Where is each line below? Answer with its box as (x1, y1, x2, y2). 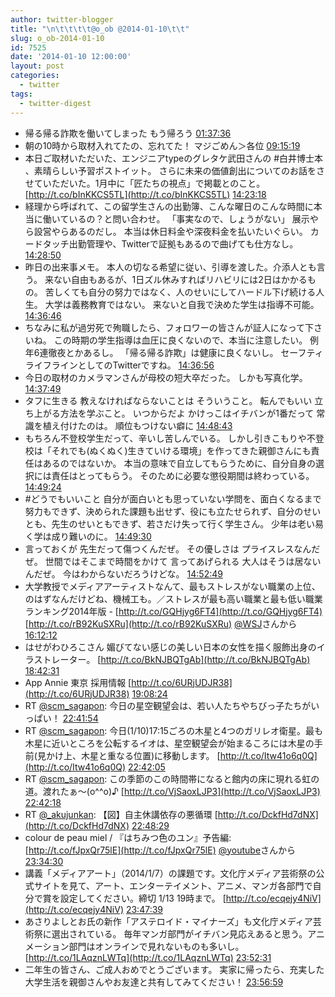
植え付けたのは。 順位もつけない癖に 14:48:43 (42, 419, 233, 431)
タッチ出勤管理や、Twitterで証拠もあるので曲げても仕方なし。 (42, 237, 299, 250)
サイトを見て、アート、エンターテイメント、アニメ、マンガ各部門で (33, 879, 313, 891)
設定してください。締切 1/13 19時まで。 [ (59, 892, 227, 904)
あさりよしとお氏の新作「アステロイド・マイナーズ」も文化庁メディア (24, 915, 313, 927)
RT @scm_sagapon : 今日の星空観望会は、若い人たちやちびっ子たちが (24, 699, 312, 711)
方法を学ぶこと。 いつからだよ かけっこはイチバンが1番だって (59, 407, 315, 419)
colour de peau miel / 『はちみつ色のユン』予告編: (24, 831, 232, 843)
